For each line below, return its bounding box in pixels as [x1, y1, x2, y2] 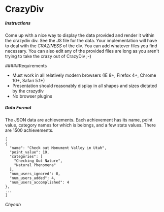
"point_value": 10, [9, 150, 50, 155]
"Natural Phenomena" [14, 163, 56, 168]
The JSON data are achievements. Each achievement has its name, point [5, 117, 153, 123]
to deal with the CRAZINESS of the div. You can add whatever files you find [5, 43, 158, 49]
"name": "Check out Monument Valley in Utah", [9, 146, 107, 151]
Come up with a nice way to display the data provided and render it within [5, 32, 155, 38]
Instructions [5, 20, 31, 26]
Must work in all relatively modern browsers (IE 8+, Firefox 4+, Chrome [12, 72, 157, 78]
